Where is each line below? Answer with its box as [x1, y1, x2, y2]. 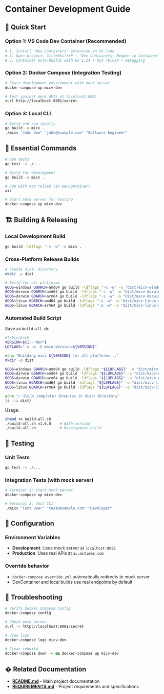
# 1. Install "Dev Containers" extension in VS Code [5, 49, 115, 53]
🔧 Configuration [5, 520, 55, 528]
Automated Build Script [5, 315, 62, 322]
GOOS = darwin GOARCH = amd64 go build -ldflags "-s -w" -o [5, 289, 121, 295]
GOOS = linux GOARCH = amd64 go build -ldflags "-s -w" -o [5, 298, 119, 303]
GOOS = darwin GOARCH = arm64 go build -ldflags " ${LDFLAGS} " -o [5, 376, 132, 381]
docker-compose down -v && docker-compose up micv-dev [5, 651, 119, 656]
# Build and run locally [5, 121, 56, 126]
